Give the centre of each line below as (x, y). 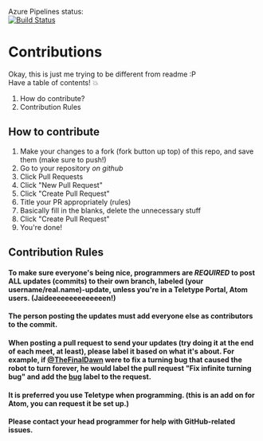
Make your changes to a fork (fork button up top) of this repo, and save (137, 151)
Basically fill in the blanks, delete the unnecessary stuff (110, 210)
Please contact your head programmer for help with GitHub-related (122, 422)
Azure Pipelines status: (46, 12)
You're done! (41, 227)
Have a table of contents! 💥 (53, 82)
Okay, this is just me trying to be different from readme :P (102, 74)
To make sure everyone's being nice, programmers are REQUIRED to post (131, 272)
